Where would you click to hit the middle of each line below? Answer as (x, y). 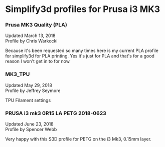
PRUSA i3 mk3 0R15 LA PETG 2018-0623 (56, 113)
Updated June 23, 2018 (29, 124)
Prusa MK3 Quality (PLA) (36, 25)
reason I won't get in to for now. (38, 61)
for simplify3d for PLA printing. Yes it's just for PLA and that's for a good (80, 56)
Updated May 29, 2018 (29, 85)
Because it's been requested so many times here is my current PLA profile (82, 50)
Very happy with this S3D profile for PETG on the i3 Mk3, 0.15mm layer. (78, 139)
